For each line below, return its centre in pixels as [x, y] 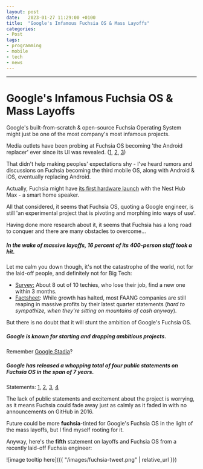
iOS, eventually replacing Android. [49, 177]
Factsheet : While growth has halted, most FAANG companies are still [100, 298]
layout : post [23, 12]
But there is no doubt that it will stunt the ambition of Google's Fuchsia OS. [99, 323]
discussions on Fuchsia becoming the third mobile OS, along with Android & [101, 171]
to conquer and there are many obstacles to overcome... [76, 231]
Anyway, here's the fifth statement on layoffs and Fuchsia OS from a [92, 442]
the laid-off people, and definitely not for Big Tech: [69, 274]
